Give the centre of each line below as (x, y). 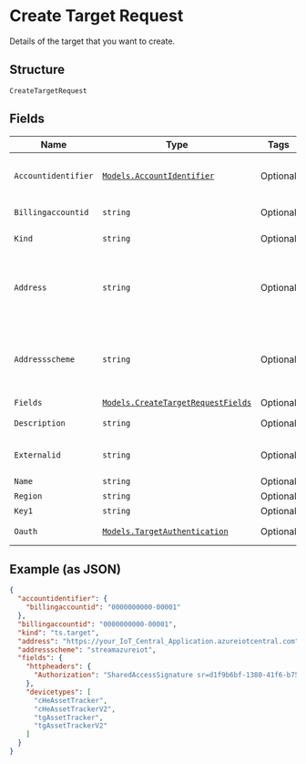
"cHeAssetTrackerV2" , (75, 709)
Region (28, 496)
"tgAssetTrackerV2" (70, 726)
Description (40, 423)
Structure (37, 70)
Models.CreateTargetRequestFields (177, 403)
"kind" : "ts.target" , (59, 633)
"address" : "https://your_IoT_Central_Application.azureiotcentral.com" (158, 641)
